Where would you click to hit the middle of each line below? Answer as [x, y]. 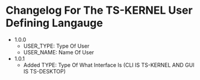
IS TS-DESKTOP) [45, 71]
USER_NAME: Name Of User [59, 52]
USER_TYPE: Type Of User [56, 46]
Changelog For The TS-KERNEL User [99, 10]
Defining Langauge [54, 23]
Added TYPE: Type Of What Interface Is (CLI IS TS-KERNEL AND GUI [109, 65]
